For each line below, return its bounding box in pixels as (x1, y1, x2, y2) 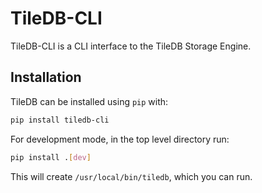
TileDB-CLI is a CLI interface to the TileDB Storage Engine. (10, 40, 252, 52)
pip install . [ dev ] (10, 152, 92, 162)
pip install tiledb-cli (10, 115, 110, 125)
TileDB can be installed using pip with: (10, 95, 169, 107)
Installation (10, 69, 82, 86)
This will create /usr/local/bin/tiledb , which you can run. (10, 170, 253, 182)
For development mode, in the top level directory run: (10, 133, 230, 145)
